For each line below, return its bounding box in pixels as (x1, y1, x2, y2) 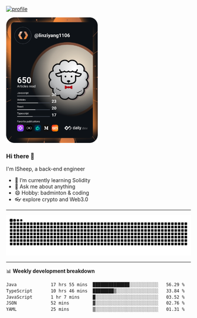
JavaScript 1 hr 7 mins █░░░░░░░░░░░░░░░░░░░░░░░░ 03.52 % (6, 294, 185, 300)
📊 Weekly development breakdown (6, 267, 95, 275)
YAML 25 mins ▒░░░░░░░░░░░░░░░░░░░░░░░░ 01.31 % (6, 306, 185, 313)
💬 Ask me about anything (14, 183, 76, 190)
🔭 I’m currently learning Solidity (14, 177, 91, 184)
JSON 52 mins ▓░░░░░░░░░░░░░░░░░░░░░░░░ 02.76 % (6, 300, 185, 306)
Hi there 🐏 (6, 152, 35, 160)
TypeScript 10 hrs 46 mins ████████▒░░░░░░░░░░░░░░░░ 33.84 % (6, 288, 185, 294)
